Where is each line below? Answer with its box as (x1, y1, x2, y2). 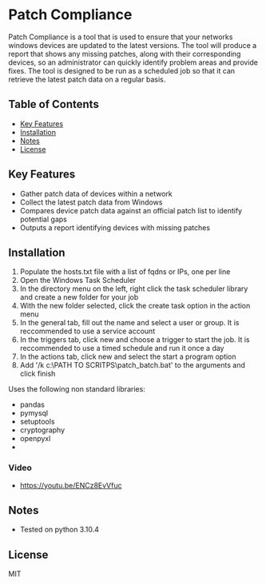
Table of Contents (8, 97, 100, 111)
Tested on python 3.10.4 (19, 525, 100, 535)
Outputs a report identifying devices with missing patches (19, 222, 210, 233)
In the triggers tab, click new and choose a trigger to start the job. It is (19, 335, 250, 344)
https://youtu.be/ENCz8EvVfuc (19, 480, 122, 490)
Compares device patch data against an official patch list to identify (19, 205, 242, 215)
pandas (19, 400, 46, 409)
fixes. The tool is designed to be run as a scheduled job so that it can (8, 66, 236, 75)
